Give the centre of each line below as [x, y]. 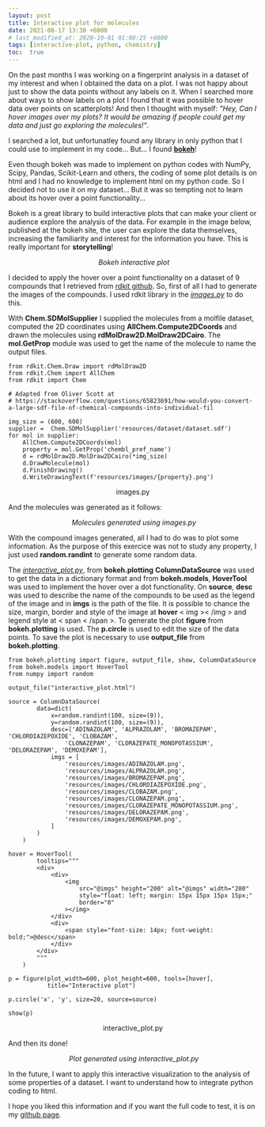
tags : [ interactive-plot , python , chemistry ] [84, 45]
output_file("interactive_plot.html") [72, 688]
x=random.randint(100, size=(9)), [107, 715]
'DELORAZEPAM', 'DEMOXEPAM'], [58, 750]
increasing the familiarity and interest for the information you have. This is [129, 239]
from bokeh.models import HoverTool [68, 667]
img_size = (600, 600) [45, 422]
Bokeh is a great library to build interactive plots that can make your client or [132, 213]
